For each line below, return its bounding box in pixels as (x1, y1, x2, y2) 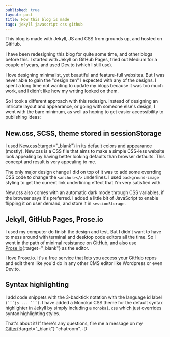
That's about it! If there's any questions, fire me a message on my (5, 320, 143, 326)
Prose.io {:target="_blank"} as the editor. (5, 245, 90, 251)
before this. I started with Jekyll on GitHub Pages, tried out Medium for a (5, 57, 157, 63)
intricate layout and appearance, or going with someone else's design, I (5, 103, 155, 110)
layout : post (5, 12, 33, 17)
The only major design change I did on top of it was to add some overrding (5, 169, 162, 175)
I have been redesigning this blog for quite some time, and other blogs (5, 51, 153, 57)
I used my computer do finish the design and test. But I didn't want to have (5, 228, 162, 235)
